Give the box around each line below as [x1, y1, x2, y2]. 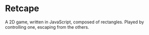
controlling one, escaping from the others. [5, 24, 89, 30]
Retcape [5, 3, 40, 14]
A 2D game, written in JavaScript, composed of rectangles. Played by [5, 19, 144, 25]
